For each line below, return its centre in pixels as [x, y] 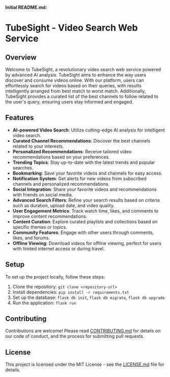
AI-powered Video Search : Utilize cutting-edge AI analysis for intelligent [89, 130]
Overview [21, 57]
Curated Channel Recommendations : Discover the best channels [81, 141]
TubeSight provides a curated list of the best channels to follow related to [82, 96]
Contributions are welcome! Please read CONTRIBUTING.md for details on [83, 331]
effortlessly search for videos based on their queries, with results [73, 85]
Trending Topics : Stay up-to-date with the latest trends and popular [84, 162]
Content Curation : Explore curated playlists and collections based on [85, 221]
